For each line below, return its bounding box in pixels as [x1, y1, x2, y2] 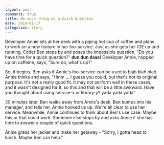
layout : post [5, 7, 32, 12]
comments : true [5, 12, 36, 17]
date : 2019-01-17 [5, 21, 41, 26]
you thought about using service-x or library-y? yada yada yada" [5, 90, 136, 96]
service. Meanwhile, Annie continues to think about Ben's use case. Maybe [5, 109, 157, 115]
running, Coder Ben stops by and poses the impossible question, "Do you [5, 49, 153, 55]
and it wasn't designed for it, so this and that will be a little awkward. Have [5, 84, 155, 90]
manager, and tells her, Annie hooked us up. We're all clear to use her [5, 104, 145, 110]
